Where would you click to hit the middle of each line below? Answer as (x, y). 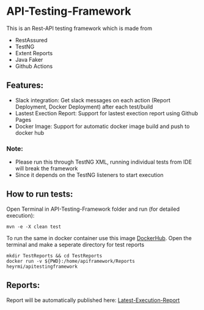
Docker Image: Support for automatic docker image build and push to (102, 126)
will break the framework (46, 168)
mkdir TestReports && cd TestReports (54, 255)
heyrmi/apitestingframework (42, 267)
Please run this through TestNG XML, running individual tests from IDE (104, 162)
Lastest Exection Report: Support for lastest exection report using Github (107, 113)
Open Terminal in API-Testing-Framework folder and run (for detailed (93, 209)
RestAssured (31, 40)
